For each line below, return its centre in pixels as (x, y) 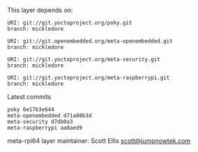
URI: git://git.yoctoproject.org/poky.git (70, 23)
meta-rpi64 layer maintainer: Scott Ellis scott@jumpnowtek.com (99, 141)
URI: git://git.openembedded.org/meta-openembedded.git (90, 41)
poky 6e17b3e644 (31, 109)
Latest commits (29, 97)
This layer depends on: (40, 10)
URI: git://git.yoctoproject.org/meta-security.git (84, 59)
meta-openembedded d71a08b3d (49, 116)
